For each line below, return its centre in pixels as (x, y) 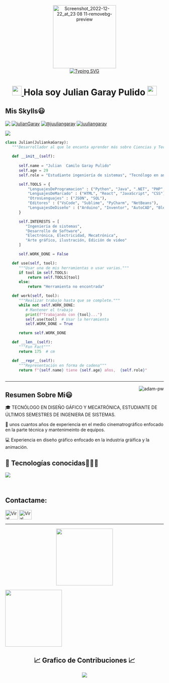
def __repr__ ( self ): (33, 360)
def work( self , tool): (35, 296)
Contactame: (26, 501)
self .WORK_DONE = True (49, 324)
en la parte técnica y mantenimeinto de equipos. (55, 430)
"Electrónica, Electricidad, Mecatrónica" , (72, 236)
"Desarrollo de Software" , (54, 231)
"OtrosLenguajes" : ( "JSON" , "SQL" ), (67, 198)
